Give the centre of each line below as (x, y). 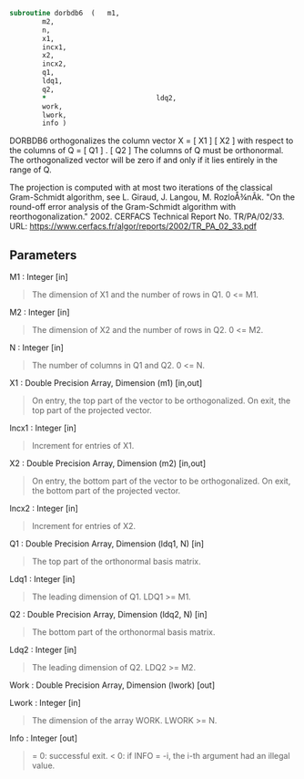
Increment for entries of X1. (83, 446)
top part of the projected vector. (91, 410)
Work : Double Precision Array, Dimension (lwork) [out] (112, 685)
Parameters (43, 255)
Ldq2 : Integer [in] (43, 650)
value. (43, 765)
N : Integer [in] (36, 348)
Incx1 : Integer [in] (43, 428)
